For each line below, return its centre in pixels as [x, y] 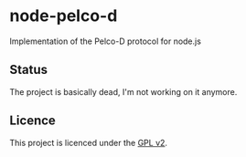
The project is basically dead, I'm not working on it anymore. [123, 91]
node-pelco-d [64, 16]
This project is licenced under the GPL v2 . [88, 142]
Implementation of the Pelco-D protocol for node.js [105, 41]
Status [29, 70]
